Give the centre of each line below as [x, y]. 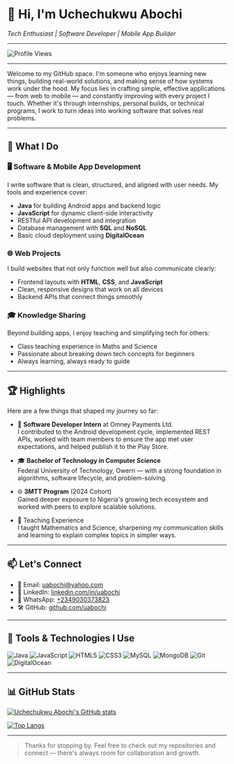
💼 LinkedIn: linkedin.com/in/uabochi [69, 592]
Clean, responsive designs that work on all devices [90, 289]
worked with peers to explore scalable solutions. [87, 507]
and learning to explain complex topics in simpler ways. [97, 535]
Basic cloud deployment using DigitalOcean [80, 235]
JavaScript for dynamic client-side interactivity [85, 213]
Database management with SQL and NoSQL [82, 228]
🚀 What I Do [33, 147]
